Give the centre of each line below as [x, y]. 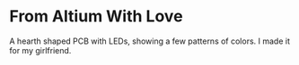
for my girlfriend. [40, 50]
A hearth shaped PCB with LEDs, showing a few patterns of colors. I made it [149, 41]
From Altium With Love [96, 16]
